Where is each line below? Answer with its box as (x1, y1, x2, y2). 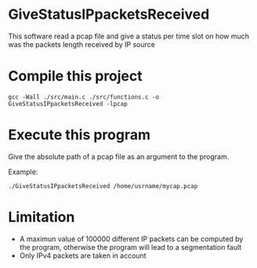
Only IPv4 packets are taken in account (19, 251, 147, 260)
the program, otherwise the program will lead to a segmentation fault (19, 242, 242, 252)
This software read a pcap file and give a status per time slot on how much (8, 31, 249, 41)
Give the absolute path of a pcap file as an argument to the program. (8, 151, 230, 161)
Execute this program (8, 126, 151, 144)
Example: (8, 167, 38, 176)
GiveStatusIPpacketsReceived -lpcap (8, 100, 128, 107)
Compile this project (8, 67, 143, 85)
